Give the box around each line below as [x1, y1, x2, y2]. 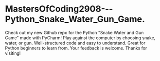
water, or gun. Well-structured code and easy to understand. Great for [5, 40, 146, 46]
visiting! [5, 50, 21, 56]
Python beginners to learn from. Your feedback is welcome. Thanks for [5, 45, 147, 51]
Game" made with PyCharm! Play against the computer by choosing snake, [5, 35, 156, 41]
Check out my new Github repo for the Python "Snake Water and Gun [5, 30, 144, 35]
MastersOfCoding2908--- [5, 3, 113, 15]
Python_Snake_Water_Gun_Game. [5, 14, 145, 25]
